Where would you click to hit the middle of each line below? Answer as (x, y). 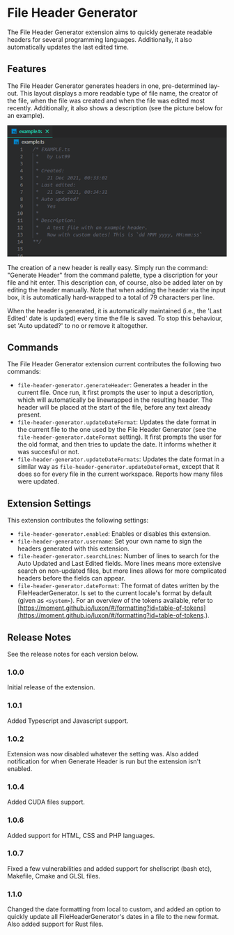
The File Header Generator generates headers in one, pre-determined (107, 86)
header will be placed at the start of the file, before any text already (114, 407)
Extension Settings (49, 503)
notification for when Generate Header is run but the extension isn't (104, 761)
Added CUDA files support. (46, 802)
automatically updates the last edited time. (68, 47)
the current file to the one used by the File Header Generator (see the (117, 430)
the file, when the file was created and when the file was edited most (106, 100)
